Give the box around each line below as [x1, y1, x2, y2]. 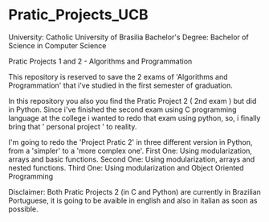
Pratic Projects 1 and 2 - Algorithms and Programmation [8, 56, 193, 66]
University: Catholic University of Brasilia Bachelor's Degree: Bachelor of [8, 32, 249, 42]
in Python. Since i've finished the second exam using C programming [8, 105, 237, 114]
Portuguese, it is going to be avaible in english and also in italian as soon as [8, 195, 258, 205]
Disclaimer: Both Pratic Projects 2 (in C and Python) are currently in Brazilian [8, 187, 261, 196]
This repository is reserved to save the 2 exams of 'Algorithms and [8, 72, 228, 81]
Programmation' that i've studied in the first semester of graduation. [8, 80, 233, 90]
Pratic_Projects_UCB [8, 6, 149, 24]
